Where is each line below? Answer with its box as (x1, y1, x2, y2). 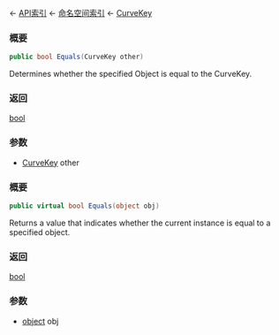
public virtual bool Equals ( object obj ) (9, 202, 161, 210)
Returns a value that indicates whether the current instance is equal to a (9, 217, 271, 228)
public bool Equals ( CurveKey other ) (9, 52, 144, 62)
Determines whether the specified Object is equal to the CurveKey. (9, 69, 253, 80)
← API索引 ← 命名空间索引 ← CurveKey (9, 8, 153, 18)
